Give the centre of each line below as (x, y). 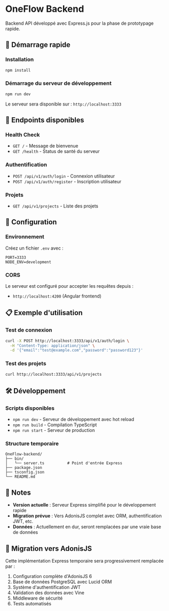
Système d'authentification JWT (47, 587)
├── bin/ (15, 459)
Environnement (25, 237)
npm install (18, 70)
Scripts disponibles (30, 408)
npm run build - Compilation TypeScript (55, 425)
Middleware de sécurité (38, 598)
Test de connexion (29, 330)
